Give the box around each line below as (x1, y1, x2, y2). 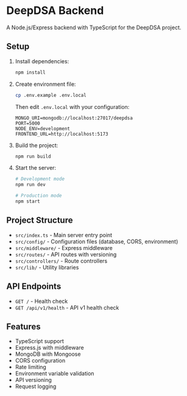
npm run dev (15, 182, 46, 188)
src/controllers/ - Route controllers (15, 257, 108, 265)
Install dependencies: (15, 57, 69, 64)
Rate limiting (15, 363, 47, 371)
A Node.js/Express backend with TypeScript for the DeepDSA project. (6, 24, 182, 31)
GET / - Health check (15, 297, 68, 305)
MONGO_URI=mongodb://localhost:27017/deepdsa (15, 115, 133, 121)
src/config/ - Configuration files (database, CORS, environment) (15, 238, 178, 245)
